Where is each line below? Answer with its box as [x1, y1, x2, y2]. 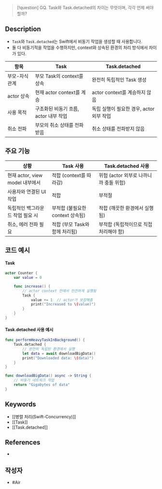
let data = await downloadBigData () [22, 351, 96, 356]
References [5, 438, 40, 446]
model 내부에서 [7, 179, 41, 186]
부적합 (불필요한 [52, 204, 87, 211]
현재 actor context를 [35, 89, 81, 96]
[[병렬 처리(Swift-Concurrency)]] [12, 413, 76, 419]
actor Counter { [5, 271, 38, 275]
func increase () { [13, 284, 51, 289]
